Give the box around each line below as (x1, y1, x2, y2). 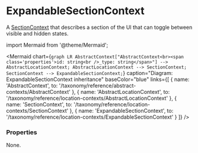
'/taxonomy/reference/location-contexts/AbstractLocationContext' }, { (6, 95, 177, 102)
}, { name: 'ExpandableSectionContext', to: (69, 107, 174, 114)
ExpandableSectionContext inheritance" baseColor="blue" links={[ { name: (6, 76, 190, 83)
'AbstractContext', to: (6, 82, 58, 89)
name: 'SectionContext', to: (6, 100, 73, 108)
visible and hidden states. (6, 30, 69, 37)
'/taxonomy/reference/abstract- (59, 82, 136, 89)
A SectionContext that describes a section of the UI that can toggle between (6, 24, 193, 31)
